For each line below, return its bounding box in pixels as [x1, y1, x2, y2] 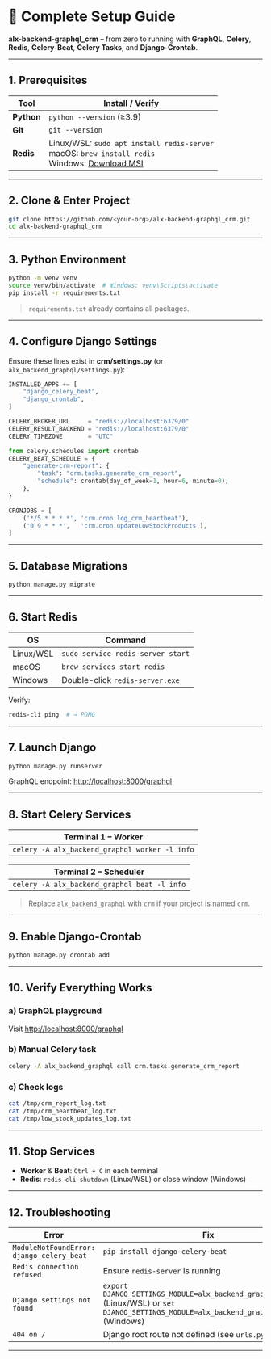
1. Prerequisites [8, 74, 88, 87]
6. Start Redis [8, 610, 78, 625]
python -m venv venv [8, 274, 78, 282]
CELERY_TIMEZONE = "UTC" [8, 432, 114, 440]
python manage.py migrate [8, 581, 95, 589]
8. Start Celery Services [8, 807, 131, 821]
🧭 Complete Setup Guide [8, 7, 176, 26]
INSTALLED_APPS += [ [8, 380, 78, 389]
